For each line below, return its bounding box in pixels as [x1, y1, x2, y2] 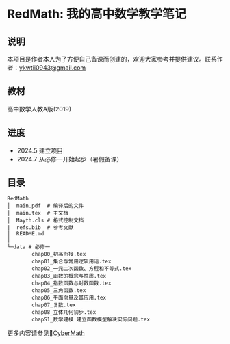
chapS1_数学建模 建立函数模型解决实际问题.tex [31, 316, 151, 323]
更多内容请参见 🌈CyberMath [7, 329, 85, 337]
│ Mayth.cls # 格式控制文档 [7, 217, 84, 224]
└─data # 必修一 [7, 243, 51, 250]
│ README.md [7, 230, 44, 237]
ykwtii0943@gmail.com [19, 64, 86, 72]
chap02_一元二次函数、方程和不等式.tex [31, 265, 132, 272]
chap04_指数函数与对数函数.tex [31, 280, 112, 287]
